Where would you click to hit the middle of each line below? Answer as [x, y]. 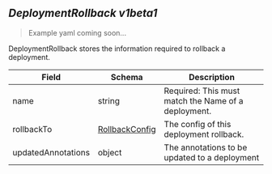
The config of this [198, 124]
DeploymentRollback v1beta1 [83, 13]
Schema [127, 77]
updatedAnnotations [51, 152]
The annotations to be [206, 147]
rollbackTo [32, 129]
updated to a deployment [212, 157]
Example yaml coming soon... [77, 32]
